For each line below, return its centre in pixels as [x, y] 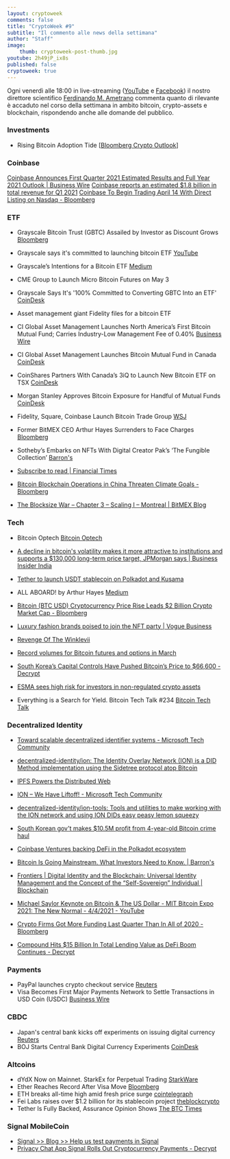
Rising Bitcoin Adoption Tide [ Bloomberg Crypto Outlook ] [98, 145]
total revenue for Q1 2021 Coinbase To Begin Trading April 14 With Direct [109, 192]
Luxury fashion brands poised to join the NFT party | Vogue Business [114, 626]
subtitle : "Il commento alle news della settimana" [82, 33]
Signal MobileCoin [38, 1126]
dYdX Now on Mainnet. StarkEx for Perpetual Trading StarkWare [107, 1079]
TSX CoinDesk [37, 382]
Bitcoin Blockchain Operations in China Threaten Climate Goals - [108, 484]
